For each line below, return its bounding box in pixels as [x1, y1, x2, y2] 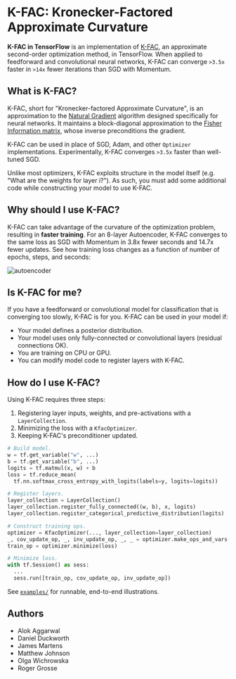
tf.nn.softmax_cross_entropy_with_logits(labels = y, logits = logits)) [13, 478, 218, 485]
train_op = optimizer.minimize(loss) [7, 542, 118, 550]
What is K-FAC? [7, 85, 77, 97]
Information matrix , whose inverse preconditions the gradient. [7, 126, 186, 134]
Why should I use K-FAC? [7, 204, 120, 216]
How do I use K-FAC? [7, 376, 100, 388]
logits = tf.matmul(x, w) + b [7, 464, 96, 471]
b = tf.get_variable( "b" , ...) [7, 458, 99, 465]
